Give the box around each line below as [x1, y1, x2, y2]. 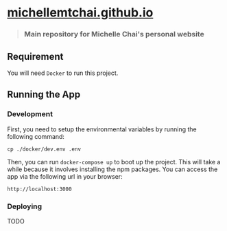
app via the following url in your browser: [7, 172, 123, 180]
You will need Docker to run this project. [7, 69, 119, 77]
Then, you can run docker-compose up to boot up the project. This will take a [7, 157, 221, 166]
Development [7, 109, 53, 119]
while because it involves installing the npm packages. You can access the [7, 165, 218, 173]
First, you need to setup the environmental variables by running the [7, 125, 197, 133]
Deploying [7, 201, 43, 211]
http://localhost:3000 [7, 186, 72, 192]
